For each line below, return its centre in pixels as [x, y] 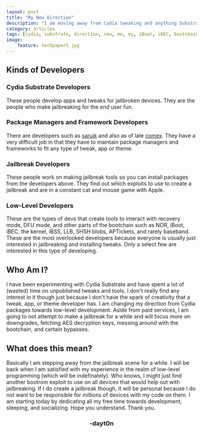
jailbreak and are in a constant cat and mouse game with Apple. [85, 190]
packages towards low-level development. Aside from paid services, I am [98, 310]
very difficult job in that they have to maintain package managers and [92, 142]
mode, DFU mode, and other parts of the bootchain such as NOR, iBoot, [95, 225]
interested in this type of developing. [52, 251]
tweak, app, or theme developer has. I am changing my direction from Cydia [101, 304]
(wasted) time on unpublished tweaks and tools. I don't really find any [93, 291]
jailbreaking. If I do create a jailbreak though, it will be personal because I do [101, 389]
